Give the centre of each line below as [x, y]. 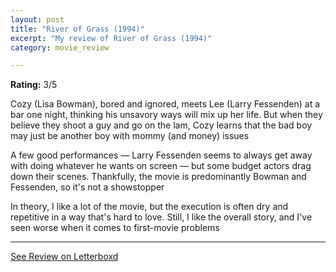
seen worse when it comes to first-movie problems [115, 228]
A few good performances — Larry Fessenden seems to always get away [161, 155]
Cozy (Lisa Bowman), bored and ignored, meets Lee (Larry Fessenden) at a [165, 104]
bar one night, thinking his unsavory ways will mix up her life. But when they [166, 115]
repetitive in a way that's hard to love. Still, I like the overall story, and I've [161, 217]
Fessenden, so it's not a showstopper [87, 187]
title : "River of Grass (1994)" [77, 29]
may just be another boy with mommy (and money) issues [130, 136]
